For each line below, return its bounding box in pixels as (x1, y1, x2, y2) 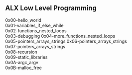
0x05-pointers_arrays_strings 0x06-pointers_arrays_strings (5, 38, 127, 44)
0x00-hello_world (5, 17, 41, 23)
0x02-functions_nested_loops (5, 27, 67, 34)
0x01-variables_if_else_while (5, 22, 64, 28)
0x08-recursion (5, 49, 37, 55)
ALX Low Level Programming (5, 4, 97, 12)
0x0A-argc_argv (5, 59, 39, 65)
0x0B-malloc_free (5, 65, 42, 71)
